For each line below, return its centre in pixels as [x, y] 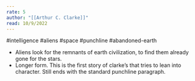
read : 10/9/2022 [27, 23]
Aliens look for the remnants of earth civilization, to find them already [102, 52]
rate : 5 [16, 12]
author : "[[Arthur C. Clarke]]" [47, 18]
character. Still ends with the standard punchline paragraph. [90, 72]
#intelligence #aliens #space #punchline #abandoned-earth [82, 41]
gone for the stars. [38, 59]
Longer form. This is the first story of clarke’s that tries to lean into [98, 65]
